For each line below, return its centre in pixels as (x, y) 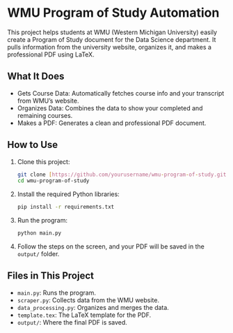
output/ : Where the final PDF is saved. (72, 322)
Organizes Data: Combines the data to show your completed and (110, 108)
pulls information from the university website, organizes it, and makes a (110, 47)
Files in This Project (50, 276)
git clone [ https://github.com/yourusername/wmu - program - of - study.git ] (123, 175)
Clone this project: (43, 161)
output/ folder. (38, 254)
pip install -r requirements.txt (66, 207)
